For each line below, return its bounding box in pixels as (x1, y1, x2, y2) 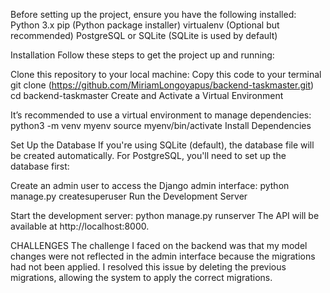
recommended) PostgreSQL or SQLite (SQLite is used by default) (10, 30, 278, 41)
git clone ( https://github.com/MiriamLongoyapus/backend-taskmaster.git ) (10, 79, 315, 91)
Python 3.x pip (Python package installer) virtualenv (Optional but (10, 19, 280, 31)
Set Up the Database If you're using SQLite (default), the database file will (10, 139, 315, 151)
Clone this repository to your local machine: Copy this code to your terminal (10, 69, 322, 80)
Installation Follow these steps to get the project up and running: (10, 49, 275, 61)
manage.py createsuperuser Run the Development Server (10, 190, 248, 202)
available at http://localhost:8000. (10, 220, 150, 232)
